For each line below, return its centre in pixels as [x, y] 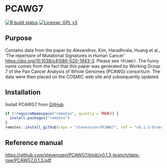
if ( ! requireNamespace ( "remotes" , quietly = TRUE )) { [62, 113]
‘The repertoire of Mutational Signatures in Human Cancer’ [65, 55]
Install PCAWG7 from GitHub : [35, 104]
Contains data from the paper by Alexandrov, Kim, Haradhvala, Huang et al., [83, 50]
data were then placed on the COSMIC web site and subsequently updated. [83, 77]
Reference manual [34, 143]
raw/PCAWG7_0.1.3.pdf [28, 160]
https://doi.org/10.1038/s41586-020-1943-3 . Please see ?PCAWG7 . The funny [82, 61]
